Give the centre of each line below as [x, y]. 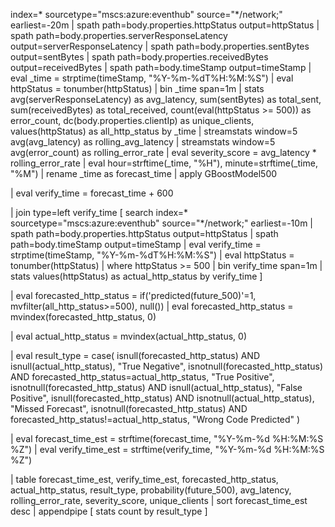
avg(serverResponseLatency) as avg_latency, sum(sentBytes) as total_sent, [166, 99]
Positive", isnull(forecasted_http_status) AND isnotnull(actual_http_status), [162, 398]
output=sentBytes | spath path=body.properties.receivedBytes [139, 57]
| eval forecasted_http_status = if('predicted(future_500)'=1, [133, 295]
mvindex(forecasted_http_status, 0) [83, 317]
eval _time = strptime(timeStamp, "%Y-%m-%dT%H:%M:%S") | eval [152, 78]
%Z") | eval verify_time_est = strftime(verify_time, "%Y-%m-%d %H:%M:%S [167, 449]
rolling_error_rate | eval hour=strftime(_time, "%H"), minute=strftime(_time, [164, 163]
